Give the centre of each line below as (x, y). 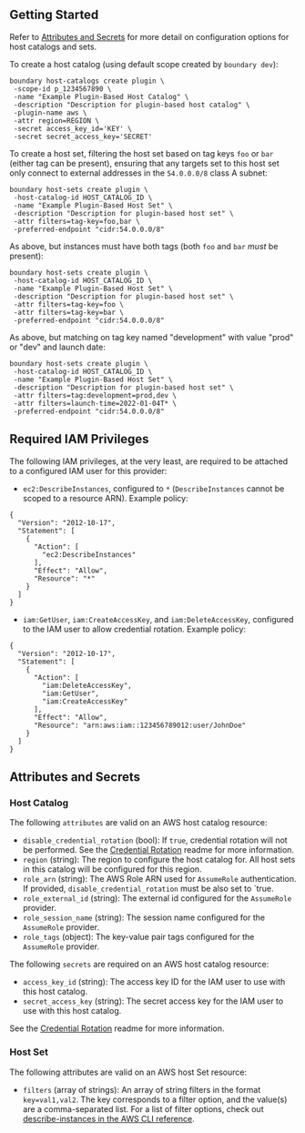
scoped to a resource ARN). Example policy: (105, 498)
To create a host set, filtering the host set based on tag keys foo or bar (142, 153)
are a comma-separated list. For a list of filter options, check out (143, 1108)
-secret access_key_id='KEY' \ (72, 128)
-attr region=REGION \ (56, 121)
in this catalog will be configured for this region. (112, 869)
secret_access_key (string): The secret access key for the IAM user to (153, 1001)
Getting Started (54, 15)
